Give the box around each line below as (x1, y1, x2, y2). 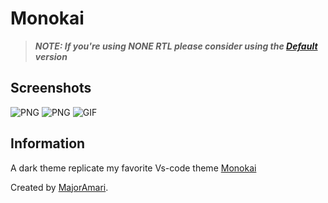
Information (10, 135, 86, 152)
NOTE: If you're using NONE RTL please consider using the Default (34, 40, 318, 52)
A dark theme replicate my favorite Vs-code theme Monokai (10, 162, 257, 174)
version (34, 50, 68, 62)
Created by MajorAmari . (10, 181, 109, 193)
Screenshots (10, 80, 92, 97)
